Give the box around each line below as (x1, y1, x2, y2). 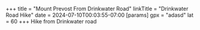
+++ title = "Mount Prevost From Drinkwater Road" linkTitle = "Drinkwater (5, 5, 189, 12)
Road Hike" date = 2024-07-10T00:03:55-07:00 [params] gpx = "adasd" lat (5, 11, 194, 19)
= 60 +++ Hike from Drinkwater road (5, 18, 97, 25)
